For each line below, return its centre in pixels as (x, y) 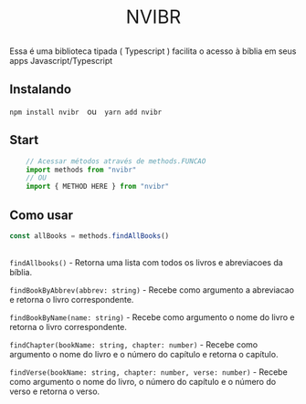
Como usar (42, 215)
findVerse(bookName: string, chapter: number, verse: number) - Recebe (148, 372)
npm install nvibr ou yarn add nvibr (86, 111)
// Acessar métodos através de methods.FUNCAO (116, 161)
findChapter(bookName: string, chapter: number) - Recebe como (134, 344)
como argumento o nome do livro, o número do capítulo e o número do (143, 381)
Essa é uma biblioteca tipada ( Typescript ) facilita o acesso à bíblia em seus (153, 51)
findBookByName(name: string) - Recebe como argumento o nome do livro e (152, 317)
